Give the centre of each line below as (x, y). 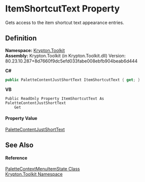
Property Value (21, 118)
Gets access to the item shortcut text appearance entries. (65, 22)
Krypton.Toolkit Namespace (34, 174)
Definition (21, 38)
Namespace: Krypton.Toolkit (35, 50)
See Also (19, 145)
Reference (16, 157)
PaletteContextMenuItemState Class (43, 169)
